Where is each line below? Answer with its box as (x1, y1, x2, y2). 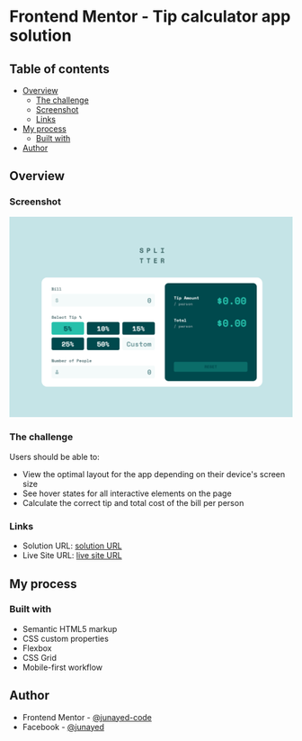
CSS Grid (22, 652, 57, 663)
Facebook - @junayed (22, 721, 105, 732)
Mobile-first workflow (22, 662, 103, 673)
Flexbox (22, 642, 52, 654)
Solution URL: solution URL (22, 540, 123, 551)
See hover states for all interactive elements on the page (22, 488, 232, 499)
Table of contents (9, 61, 110, 77)
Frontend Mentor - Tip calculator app (9, 6, 291, 27)
